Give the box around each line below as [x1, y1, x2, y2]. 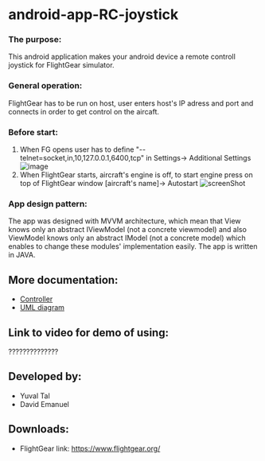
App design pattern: [8, 199, 88, 209]
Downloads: [8, 423, 69, 436]
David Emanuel [19, 399, 69, 409]
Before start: [8, 126, 58, 138]
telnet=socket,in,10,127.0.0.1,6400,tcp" [19, 153, 145, 163]
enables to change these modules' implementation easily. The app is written [8, 242, 258, 251]
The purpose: [8, 34, 62, 45]
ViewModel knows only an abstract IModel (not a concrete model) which [8, 233, 247, 243]
